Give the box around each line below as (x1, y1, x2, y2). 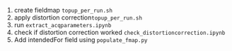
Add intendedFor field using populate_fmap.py (13, 36, 148, 44)
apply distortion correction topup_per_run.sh (13, 13, 143, 22)
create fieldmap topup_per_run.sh (13, 6, 113, 14)
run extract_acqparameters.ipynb (13, 21, 112, 29)
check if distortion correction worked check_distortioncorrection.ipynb (13, 28, 226, 36)
